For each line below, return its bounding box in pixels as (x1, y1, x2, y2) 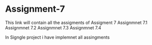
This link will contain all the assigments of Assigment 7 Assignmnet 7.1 (5, 20, 148, 25)
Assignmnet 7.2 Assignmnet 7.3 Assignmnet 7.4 (5, 24, 101, 30)
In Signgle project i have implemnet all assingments (5, 34, 110, 40)
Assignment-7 (5, 3, 65, 15)
